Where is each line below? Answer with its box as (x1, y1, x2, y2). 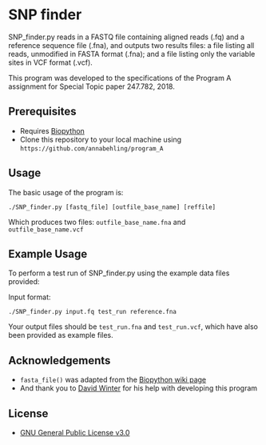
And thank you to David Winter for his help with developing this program (19, 383, 258, 393)
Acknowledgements (8, 354, 111, 367)
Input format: (8, 292, 51, 302)
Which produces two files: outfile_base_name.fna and (8, 217, 186, 227)
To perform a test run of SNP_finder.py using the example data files (8, 268, 230, 278)
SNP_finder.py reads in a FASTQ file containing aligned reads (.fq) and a (8, 32, 245, 42)
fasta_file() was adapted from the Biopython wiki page (19, 375, 207, 385)
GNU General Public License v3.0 (19, 428, 130, 437)
